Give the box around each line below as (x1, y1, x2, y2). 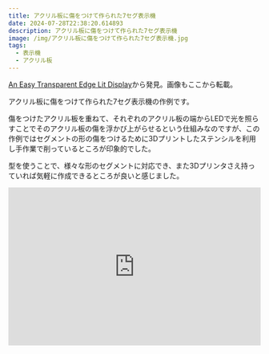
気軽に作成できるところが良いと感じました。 (35, 170, 184, 181)
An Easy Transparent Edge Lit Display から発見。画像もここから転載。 (8, 79, 238, 89)
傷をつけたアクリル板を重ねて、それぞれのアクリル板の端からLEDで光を (8, 113, 246, 123)
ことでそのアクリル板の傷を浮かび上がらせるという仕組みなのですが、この (14, 124, 260, 133)
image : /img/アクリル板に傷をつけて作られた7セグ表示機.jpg (8, 34, 188, 43)
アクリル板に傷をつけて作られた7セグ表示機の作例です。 (8, 96, 194, 106)
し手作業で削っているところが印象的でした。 (8, 144, 156, 153)
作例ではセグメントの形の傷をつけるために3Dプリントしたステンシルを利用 (8, 133, 256, 143)
